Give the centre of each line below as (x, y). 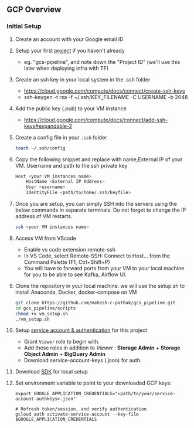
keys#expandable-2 (48, 126)
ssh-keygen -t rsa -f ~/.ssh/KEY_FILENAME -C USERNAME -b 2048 (106, 97)
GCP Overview (34, 10)
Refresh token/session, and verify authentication (84, 409)
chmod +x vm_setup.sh (41, 314)
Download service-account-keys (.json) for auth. (83, 361)
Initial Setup (24, 26)
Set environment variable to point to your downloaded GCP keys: (93, 383)
